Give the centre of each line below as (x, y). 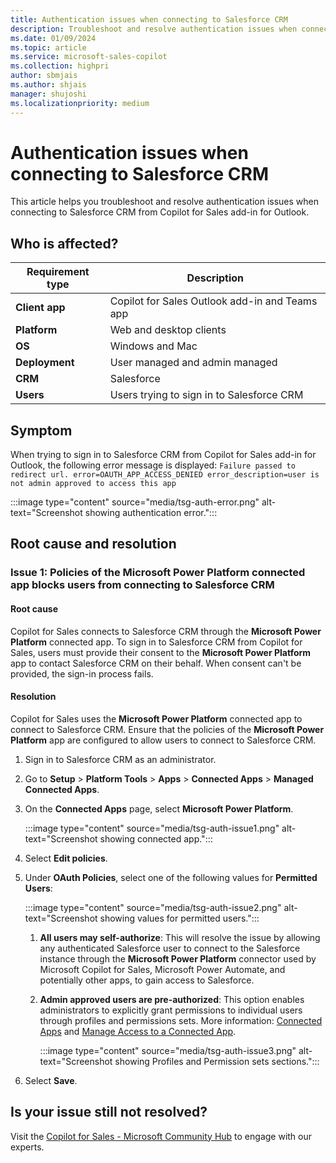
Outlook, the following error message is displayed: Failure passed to (153, 465)
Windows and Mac (153, 346)
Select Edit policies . (66, 858)
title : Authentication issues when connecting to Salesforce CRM (149, 19)
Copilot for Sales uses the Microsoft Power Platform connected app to (156, 718)
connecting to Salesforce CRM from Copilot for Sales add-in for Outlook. (160, 212)
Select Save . (51, 1080)
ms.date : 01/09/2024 (53, 38)
